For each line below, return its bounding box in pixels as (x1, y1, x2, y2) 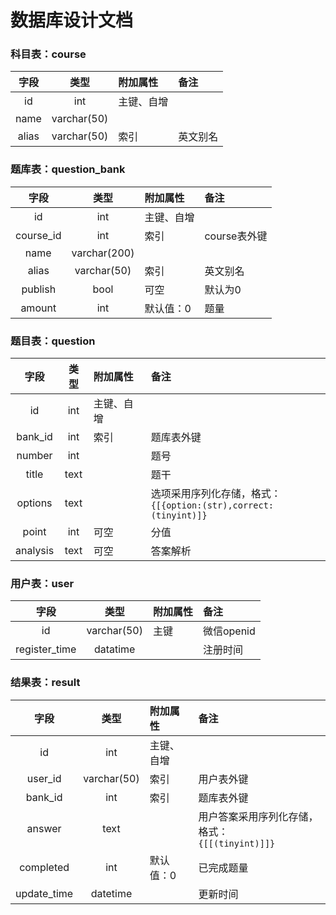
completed (19, 860, 70, 874)
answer (26, 821, 62, 835)
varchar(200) (71, 246, 135, 260)
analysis (15, 544, 55, 558)
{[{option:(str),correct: (150, 500, 275, 511)
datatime (93, 642, 136, 656)
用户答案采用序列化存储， (198, 809, 319, 823)
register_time (15, 642, 77, 656)
